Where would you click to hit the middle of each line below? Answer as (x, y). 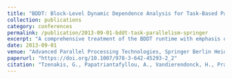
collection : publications (44, 20)
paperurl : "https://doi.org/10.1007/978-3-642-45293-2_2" (92, 58)
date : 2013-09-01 (32, 45)
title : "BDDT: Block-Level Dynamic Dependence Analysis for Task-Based (112, 13)
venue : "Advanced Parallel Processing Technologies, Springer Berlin (109, 52)
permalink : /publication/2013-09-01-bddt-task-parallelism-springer (108, 33)
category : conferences (40, 26)
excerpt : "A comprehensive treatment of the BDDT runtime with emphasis (114, 39)
